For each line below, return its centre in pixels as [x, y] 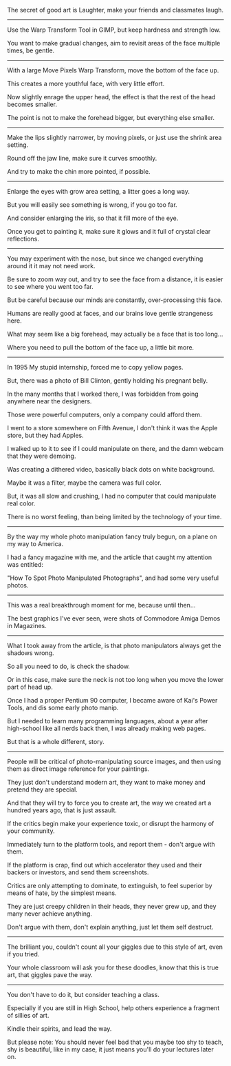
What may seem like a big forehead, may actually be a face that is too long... [115, 334]
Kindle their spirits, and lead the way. [59, 1029]
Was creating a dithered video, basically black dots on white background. [111, 469]
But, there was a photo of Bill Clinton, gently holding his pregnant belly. [108, 381]
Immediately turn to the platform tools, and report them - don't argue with [111, 844]
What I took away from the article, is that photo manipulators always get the [114, 645]
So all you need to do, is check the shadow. [69, 666]
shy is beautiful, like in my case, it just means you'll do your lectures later [111, 1049]
